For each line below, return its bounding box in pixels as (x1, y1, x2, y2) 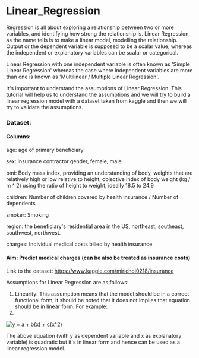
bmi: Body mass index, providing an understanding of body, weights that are (6, 169, 193, 176)
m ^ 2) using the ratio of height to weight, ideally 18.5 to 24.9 (6, 182, 154, 189)
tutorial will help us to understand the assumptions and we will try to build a (6, 91, 191, 98)
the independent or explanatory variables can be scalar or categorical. (6, 49, 178, 56)
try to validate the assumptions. (6, 103, 83, 110)
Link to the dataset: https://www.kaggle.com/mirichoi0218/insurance (6, 267, 174, 274)
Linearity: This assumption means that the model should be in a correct (14, 290, 189, 297)
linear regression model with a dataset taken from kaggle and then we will (6, 97, 187, 104)
